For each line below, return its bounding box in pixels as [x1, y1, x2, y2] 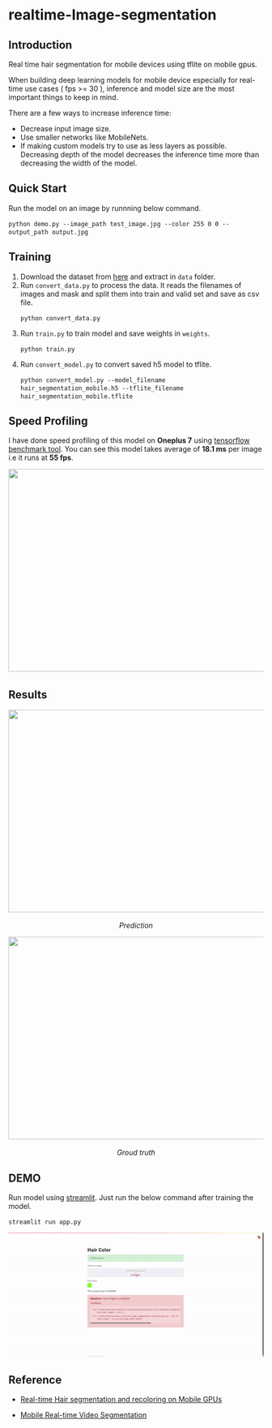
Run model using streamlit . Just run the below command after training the [8, 1193, 253, 1203]
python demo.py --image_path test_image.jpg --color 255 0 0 [8, 220, 219, 228]
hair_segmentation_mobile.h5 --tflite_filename [19, 384, 184, 392]
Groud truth [117, 1147, 155, 1157]
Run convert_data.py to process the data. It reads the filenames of [19, 280, 242, 289]
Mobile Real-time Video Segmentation [19, 1410, 147, 1420]
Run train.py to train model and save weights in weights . [19, 328, 210, 338]
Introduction [8, 38, 73, 52]
